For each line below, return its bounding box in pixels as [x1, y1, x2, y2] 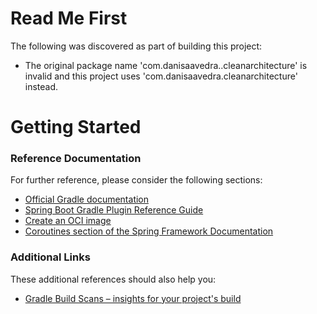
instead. [24, 80, 59, 92]
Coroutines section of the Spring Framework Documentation [24, 225, 274, 237]
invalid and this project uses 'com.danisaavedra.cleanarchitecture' [24, 70, 298, 82]
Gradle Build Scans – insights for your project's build [24, 292, 242, 304]
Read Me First [10, 7, 128, 30]
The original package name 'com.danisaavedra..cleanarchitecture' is [24, 59, 308, 71]
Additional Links [10, 250, 91, 264]
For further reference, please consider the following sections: [10, 174, 263, 186]
